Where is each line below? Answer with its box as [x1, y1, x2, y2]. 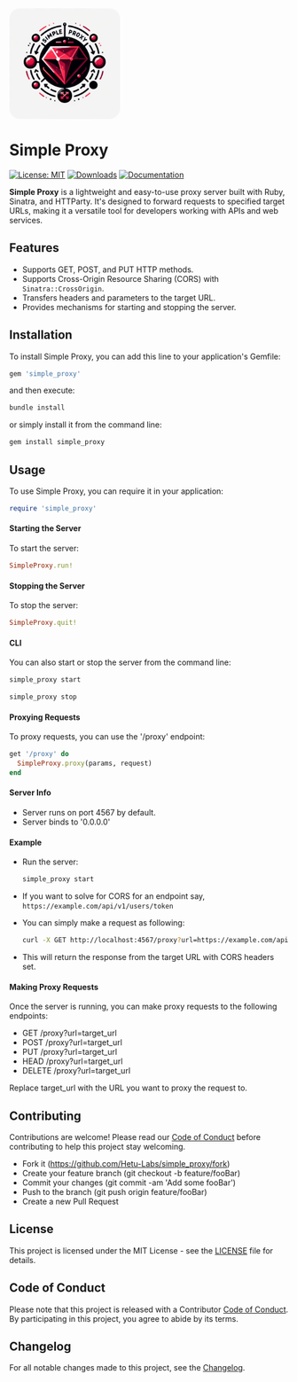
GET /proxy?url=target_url [21, 1027, 117, 1039]
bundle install [9, 403, 66, 412]
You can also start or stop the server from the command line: [9, 657, 232, 668]
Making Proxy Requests [9, 981, 99, 992]
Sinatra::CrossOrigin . [21, 283, 105, 293]
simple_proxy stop [9, 692, 77, 702]
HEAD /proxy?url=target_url [21, 1056, 123, 1066]
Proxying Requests [9, 712, 81, 722]
